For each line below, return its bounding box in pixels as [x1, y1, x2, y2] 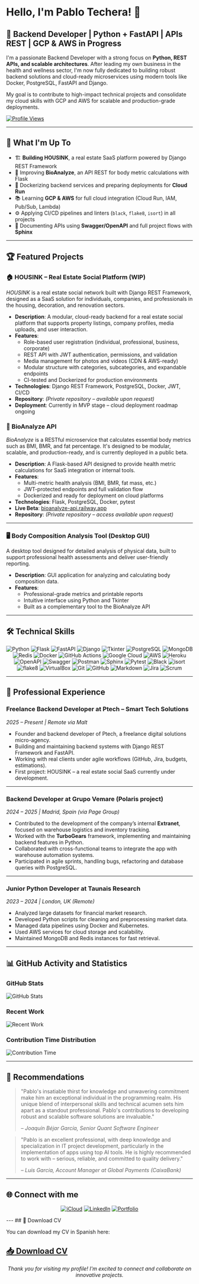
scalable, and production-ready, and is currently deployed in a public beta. [6, 448, 188, 456]
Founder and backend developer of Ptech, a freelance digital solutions [14, 730, 187, 737]
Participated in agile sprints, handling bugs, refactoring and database [14, 858, 184, 865]
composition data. [14, 578, 59, 585]
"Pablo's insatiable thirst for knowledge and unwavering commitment [20, 1088, 190, 1095]
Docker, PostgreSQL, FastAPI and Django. [6, 80, 108, 86]
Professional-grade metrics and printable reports [23, 591, 143, 598]
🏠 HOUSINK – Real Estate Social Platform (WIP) [6, 273, 146, 281]
